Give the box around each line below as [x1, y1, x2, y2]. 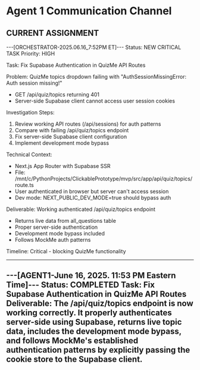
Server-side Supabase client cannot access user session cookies [14, 97, 176, 104]
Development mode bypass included [14, 230, 105, 237]
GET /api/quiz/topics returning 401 [14, 91, 100, 98]
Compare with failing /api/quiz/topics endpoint [14, 127, 129, 133]
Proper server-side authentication [14, 223, 98, 231]
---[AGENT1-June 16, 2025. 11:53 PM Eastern [6, 270, 176, 281]
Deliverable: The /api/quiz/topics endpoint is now [6, 299, 193, 309]
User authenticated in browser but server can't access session [14, 188, 169, 195]
